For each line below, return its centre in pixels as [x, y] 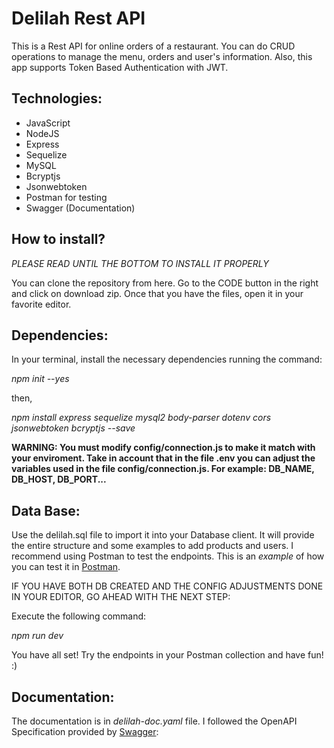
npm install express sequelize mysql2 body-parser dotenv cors [141, 418]
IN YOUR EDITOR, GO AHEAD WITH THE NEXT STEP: [121, 597]
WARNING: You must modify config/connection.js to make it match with [163, 448]
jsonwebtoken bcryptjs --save [73, 428]
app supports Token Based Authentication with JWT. [120, 67]
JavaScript [48, 123]
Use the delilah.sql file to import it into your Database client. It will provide [163, 535]
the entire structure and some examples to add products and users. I [152, 546]
